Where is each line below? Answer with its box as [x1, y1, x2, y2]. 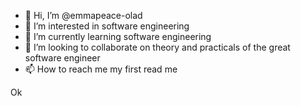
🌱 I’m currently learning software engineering [24, 31, 212, 42]
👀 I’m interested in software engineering [24, 20, 190, 32]
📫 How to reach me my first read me [24, 63, 178, 75]
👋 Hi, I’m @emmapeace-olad [24, 10, 143, 21]
